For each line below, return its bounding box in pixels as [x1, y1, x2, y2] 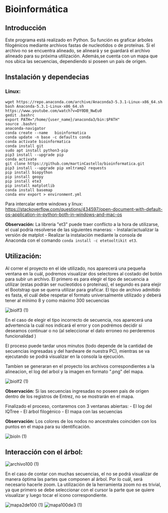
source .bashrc [5, 121, 37, 126]
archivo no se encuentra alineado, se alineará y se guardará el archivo [5, 48, 150, 53]
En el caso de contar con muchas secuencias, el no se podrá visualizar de [5, 471, 158, 477]
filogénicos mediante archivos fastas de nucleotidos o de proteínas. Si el [5, 42, 155, 48]
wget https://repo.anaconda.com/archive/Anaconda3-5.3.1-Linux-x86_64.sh [5, 99, 163, 104]
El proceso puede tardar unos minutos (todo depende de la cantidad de [5, 342, 153, 348]
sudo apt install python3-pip [5, 148, 69, 153]
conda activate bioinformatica [5, 139, 71, 144]
